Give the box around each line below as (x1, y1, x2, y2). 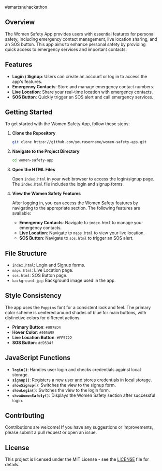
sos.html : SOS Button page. (12, 273, 68, 278)
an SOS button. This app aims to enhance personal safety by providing (5, 41, 146, 47)
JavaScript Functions (5, 354, 71, 362)
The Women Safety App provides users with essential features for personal (5, 31, 155, 37)
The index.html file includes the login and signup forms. (12, 181, 124, 187)
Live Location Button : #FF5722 (12, 334, 73, 340)
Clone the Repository (12, 130, 56, 136)
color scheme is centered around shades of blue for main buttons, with (5, 309, 147, 315)
